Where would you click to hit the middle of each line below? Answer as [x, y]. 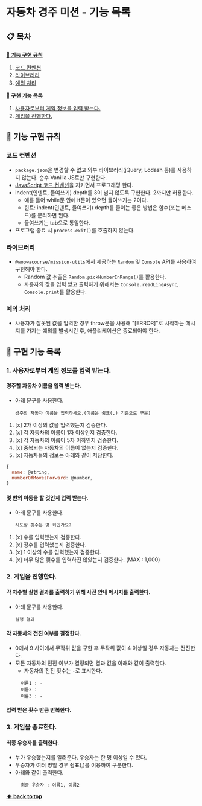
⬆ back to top [24, 796]
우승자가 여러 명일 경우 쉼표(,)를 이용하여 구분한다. [74, 765]
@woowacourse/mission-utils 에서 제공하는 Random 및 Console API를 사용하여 [106, 261]
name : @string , [31, 472]
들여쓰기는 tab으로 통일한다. [57, 222]
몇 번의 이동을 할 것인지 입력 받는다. [47, 497]
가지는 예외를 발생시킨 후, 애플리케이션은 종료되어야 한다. [93, 331]
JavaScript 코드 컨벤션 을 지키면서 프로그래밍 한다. [74, 185]
